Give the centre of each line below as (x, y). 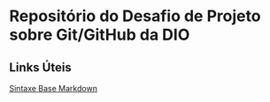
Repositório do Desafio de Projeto (135, 16)
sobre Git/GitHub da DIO (100, 35)
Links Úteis (41, 67)
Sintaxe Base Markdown (53, 88)
